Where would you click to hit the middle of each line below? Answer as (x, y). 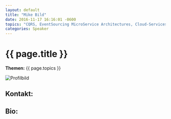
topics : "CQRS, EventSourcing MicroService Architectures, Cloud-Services (86, 24)
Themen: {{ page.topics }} (33, 68)
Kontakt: (19, 94)
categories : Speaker (27, 29)
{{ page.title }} (37, 54)
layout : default (22, 10)
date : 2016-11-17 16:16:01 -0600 (41, 19)
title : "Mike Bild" (26, 15)
